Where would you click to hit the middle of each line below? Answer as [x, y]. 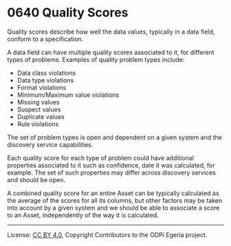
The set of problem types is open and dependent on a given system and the [114, 137]
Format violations [42, 87]
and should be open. [36, 179]
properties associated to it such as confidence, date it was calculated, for [111, 165]
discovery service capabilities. [50, 144]
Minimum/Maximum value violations [68, 95]
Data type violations [45, 80]
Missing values [38, 102]
